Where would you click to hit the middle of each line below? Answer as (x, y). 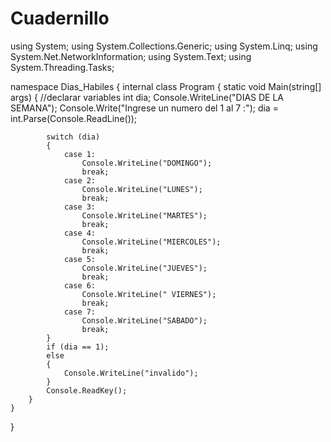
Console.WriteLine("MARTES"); (144, 215)
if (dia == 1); (78, 347)
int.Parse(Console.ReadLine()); (74, 118)
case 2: (80, 180)
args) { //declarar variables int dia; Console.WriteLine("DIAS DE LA (147, 97)
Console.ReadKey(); (87, 390)
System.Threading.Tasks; (62, 67)
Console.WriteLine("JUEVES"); (144, 268)
